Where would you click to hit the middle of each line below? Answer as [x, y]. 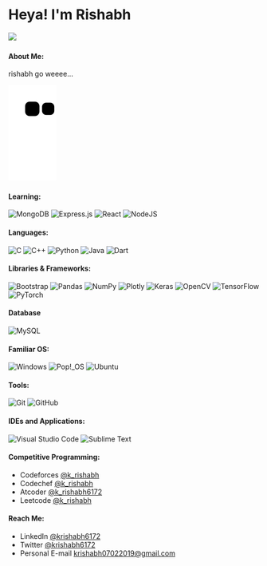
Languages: [29, 232]
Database [25, 313]
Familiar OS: [29, 349]
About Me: [26, 56]
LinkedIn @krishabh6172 [60, 536]
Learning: [25, 196]
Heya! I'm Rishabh [70, 15]
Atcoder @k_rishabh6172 [61, 492]
